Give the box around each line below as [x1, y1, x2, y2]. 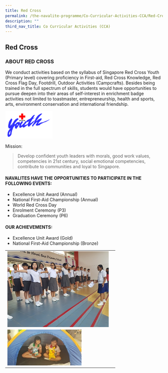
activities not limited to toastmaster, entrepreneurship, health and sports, [5, 95, 155, 102]
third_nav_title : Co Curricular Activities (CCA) [5, 24, 111, 29]
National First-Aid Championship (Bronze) [12, 240, 98, 247]
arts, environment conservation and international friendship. [5, 101, 129, 107]
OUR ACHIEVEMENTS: [5, 224, 52, 230]
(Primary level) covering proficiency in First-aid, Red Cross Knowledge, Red [5, 74, 161, 80]
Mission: [5, 143, 22, 149]
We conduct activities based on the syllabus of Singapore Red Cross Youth [5, 69, 159, 75]
